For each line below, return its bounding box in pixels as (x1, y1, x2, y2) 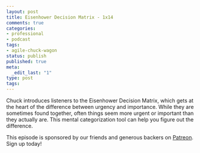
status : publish (6, 53, 47, 59)
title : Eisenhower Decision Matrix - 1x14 (6, 14, 113, 20)
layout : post (6, 8, 39, 15)
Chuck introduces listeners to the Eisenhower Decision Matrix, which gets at (6, 97, 194, 104)
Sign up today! (6, 140, 42, 147)
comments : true (6, 20, 44, 26)
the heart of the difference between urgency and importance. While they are (6, 104, 194, 110)
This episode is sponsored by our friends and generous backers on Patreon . (6, 134, 194, 140)
